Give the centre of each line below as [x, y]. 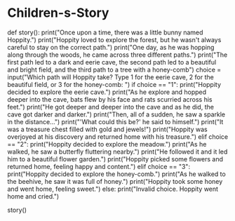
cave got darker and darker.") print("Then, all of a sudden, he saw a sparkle [116, 114]
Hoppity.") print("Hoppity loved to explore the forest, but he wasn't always [114, 39]
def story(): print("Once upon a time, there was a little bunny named [105, 32]
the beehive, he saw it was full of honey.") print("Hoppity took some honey [115, 181]
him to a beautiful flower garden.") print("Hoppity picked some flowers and [115, 159]
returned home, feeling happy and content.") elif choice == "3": [99, 166]
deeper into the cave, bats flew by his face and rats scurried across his [110, 99]
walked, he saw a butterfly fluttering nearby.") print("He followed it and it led [117, 152]
